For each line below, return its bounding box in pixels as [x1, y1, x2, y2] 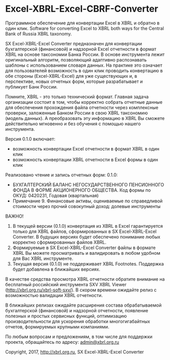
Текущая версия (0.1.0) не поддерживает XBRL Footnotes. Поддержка [12, 260, 164, 267]
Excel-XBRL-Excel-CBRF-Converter [5, 3, 158, 15]
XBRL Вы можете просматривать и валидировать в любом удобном [12, 250, 161, 256]
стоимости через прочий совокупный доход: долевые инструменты [12, 203, 161, 209]
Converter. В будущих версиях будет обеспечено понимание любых [12, 233, 161, 239]
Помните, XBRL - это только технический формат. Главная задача [5, 94, 149, 100]
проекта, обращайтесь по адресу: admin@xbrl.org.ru [5, 339, 119, 345]
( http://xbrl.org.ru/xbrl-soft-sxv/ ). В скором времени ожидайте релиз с [5, 287, 157, 293]
